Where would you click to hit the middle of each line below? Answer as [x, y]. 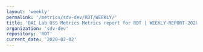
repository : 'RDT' [29, 34]
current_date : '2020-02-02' [42, 39]
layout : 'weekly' [28, 12]
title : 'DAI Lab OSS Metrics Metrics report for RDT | [77, 23]
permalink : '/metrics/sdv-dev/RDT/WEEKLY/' [62, 17]
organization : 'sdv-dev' [37, 28]
